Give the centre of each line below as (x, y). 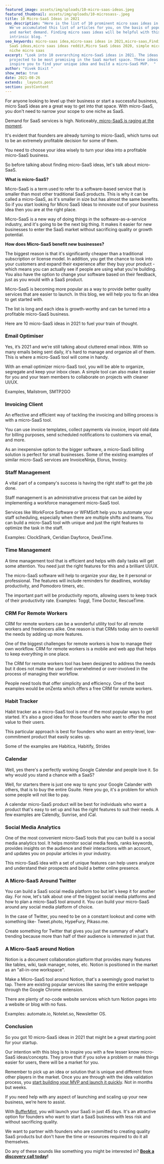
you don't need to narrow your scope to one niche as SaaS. (65, 111)
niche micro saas (27, 50)
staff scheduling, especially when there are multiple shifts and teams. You (79, 517)
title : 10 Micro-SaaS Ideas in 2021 (42, 19)
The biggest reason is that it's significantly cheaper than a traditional (74, 253)
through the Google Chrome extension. (44, 990)
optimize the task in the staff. (34, 528)
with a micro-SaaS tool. (29, 420)
